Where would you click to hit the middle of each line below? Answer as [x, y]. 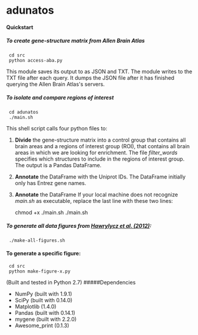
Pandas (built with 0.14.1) [45, 312]
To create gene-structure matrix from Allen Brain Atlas [75, 41]
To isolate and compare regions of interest [60, 98]
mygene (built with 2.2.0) [46, 319]
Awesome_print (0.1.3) [42, 325]
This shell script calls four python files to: [57, 128]
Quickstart [20, 27]
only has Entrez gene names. [50, 183]
